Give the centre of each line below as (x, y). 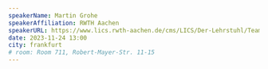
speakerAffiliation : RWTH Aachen (64, 23)
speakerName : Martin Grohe (53, 15)
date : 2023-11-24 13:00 (48, 38)
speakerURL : (28, 30)
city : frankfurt (35, 45)
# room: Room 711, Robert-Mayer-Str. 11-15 (82, 52)
